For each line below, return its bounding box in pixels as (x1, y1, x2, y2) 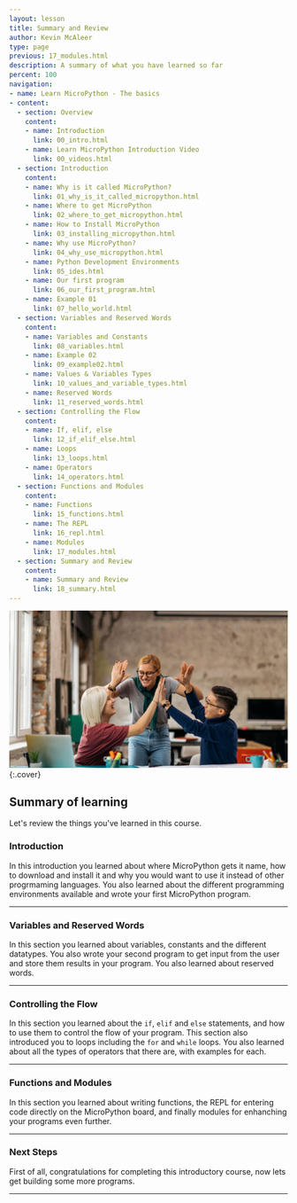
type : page (9, 43, 49, 51)
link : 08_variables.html (32, 341, 125, 350)
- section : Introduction (17, 164, 109, 173)
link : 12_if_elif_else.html (32, 435, 137, 444)
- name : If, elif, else (25, 426, 113, 434)
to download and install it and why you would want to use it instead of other (9, 870, 285, 880)
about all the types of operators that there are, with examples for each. (9, 1046, 267, 1057)
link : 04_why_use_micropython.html (32, 248, 164, 257)
